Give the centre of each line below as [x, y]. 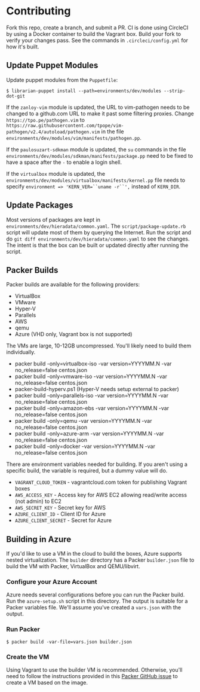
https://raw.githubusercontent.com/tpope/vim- [65, 126]
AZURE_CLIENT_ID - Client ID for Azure [60, 514]
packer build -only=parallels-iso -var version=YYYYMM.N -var [92, 395]
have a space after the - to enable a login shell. [64, 162]
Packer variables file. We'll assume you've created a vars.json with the [93, 608]
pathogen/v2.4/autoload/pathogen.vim [53, 132]
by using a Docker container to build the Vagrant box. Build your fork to [93, 33]
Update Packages [40, 205]
